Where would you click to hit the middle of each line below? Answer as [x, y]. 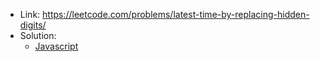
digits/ [33, 25]
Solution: [38, 35]
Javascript [56, 46]
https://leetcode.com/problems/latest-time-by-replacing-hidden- [176, 14]
